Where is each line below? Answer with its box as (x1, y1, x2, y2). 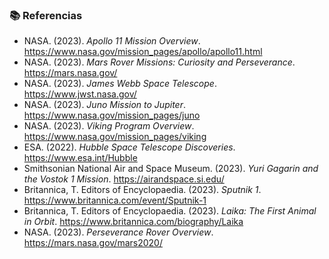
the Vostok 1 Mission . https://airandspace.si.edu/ (23, 173, 225, 185)
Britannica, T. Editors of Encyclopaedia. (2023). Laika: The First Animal (23, 205, 317, 217)
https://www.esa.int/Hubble (23, 152, 138, 164)
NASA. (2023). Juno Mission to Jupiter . (23, 99, 186, 111)
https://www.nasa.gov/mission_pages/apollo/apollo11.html (23, 46, 263, 58)
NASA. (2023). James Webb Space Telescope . (23, 78, 217, 90)
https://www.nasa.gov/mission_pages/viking (23, 131, 207, 143)
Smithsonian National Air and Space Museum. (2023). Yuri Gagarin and (23, 163, 319, 175)
